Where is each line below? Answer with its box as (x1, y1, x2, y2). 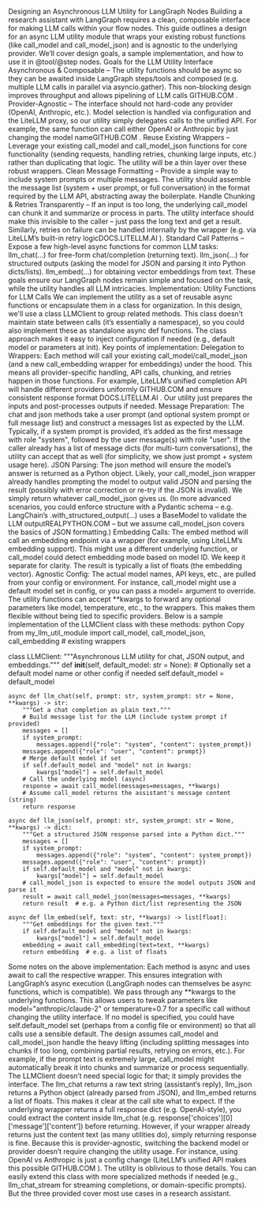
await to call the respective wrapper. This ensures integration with (8, 970, 222, 979)
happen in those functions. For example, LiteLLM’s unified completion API (8, 376, 247, 386)
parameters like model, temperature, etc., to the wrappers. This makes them (8, 603, 256, 612)
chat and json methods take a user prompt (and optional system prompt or (8, 410, 250, 419)
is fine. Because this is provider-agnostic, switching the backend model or (8, 1138, 249, 1148)
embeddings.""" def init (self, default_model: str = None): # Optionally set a (8, 660, 251, 669)
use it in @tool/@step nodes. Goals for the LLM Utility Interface (8, 57, 214, 66)
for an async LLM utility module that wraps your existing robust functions (8, 32, 246, 41)
